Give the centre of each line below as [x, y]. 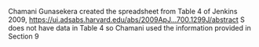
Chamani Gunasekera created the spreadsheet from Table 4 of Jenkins [123, 11]
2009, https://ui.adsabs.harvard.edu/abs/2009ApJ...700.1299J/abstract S [127, 20]
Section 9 [24, 36]
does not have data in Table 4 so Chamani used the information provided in [129, 28]
